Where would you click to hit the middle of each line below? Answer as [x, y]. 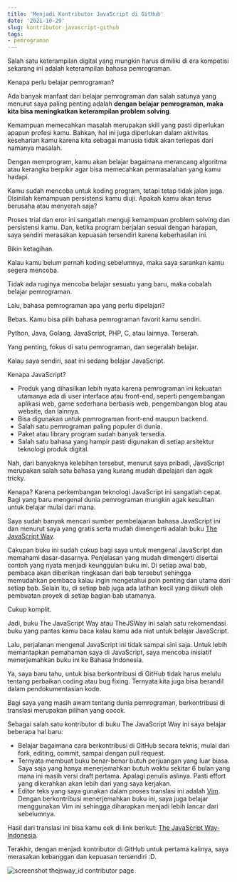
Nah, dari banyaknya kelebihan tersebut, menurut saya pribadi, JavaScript [116, 463]
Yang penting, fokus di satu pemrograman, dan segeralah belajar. [103, 347]
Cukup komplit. [30, 610]
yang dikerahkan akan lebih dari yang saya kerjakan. [95, 783]
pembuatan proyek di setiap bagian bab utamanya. [82, 596]
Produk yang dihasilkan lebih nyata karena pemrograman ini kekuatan [120, 389]
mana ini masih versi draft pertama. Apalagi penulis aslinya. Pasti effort [122, 776]
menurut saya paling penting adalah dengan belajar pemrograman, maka [115, 104]
